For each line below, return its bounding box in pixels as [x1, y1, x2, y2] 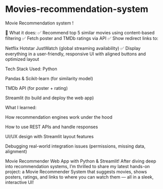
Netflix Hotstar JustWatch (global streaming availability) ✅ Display [5, 45, 141, 51]
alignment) [5, 148, 27, 154]
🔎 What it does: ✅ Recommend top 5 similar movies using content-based [5, 29, 155, 35]
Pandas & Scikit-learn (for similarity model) [5, 75, 93, 81]
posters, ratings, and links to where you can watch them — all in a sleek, [5, 174, 154, 180]
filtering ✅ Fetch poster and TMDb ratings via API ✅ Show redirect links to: [5, 35, 159, 41]
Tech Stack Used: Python [5, 66, 57, 72]
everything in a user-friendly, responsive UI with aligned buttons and [5, 51, 146, 57]
